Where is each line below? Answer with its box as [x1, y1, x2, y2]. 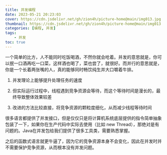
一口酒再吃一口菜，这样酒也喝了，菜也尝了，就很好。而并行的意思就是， [13, 60, 162, 66]
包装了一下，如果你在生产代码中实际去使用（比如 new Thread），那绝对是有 [5, 121, 160, 127]
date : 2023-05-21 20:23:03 [5, 12, 61, 17]
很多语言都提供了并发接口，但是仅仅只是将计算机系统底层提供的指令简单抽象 [5, 115, 162, 121]
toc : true [5, 40, 26, 45]
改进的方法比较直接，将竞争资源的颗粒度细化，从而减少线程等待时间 [12, 104, 152, 110]
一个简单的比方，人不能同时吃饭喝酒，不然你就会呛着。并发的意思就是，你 [5, 54, 158, 60]
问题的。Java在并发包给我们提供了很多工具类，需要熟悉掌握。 [5, 128, 133, 134]
